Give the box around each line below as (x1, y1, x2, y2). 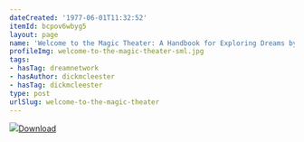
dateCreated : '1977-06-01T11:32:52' (9, 13, 147, 23)
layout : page (9, 30, 59, 39)
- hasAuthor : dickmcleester (9, 72, 116, 81)
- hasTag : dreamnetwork (9, 64, 100, 73)
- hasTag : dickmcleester (9, 80, 103, 90)
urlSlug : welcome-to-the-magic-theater (9, 97, 160, 107)
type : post (9, 89, 51, 98)
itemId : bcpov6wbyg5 (9, 22, 88, 31)
